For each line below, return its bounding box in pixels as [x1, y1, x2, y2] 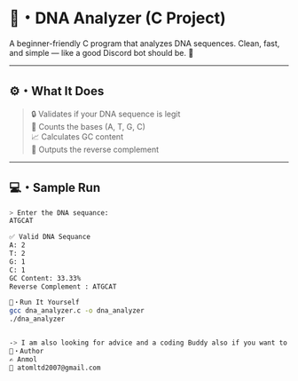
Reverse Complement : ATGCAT [9, 282, 117, 291]
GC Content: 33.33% [9, 274, 82, 282]
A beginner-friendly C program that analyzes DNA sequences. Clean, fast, [9, 37, 280, 49]
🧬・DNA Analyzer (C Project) [9, 8, 226, 28]
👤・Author [9, 346, 44, 355]
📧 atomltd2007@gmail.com [9, 363, 101, 372]
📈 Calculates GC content [30, 131, 124, 142]
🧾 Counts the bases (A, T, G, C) [30, 121, 146, 131]
